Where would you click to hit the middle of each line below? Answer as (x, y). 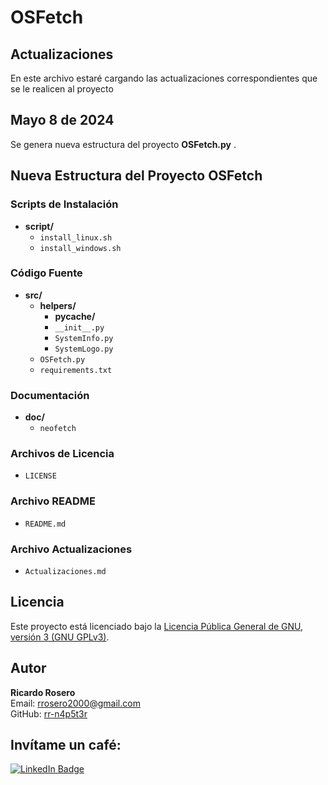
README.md (45, 524)
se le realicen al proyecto (62, 89)
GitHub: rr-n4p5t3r (49, 713)
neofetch (58, 429)
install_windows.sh (80, 248)
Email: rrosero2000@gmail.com (75, 703)
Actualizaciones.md (65, 571)
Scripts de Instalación (64, 204)
